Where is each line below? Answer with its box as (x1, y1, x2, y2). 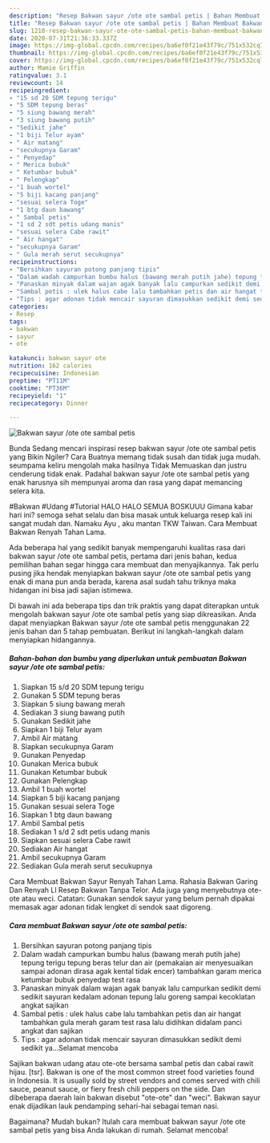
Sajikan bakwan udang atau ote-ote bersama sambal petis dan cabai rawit (9, 1059, 254, 1068)
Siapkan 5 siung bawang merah (20, 699, 125, 709)
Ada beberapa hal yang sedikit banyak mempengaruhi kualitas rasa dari (9, 543, 246, 553)
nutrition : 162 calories (9, 362, 92, 370)
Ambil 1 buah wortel (20, 784, 87, 794)
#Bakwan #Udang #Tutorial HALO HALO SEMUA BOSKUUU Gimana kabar (9, 502, 253, 512)
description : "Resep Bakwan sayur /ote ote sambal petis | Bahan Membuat (9, 11, 261, 20)
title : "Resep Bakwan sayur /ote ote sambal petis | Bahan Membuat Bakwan (9, 19, 264, 27)
